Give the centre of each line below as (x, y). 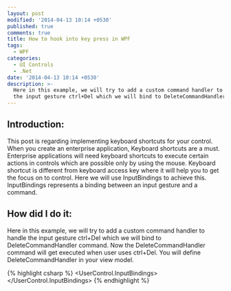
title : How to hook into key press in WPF (69, 39)
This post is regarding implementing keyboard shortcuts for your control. (110, 141)
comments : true (29, 33)
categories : (24, 58)
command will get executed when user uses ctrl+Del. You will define (104, 252)
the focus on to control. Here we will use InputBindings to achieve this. (107, 177)
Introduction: (36, 125)
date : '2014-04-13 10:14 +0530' (53, 77)
